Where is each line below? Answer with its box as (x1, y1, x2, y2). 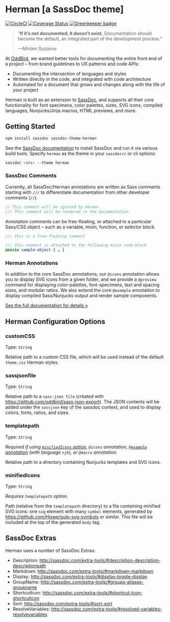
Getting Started (5, 122, 55, 131)
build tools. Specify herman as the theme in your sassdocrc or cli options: (5, 150, 156, 156)
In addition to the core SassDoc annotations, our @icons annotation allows (5, 271, 159, 277)
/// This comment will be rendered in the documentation (5, 209, 129, 214)
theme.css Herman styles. (5, 360, 59, 366)
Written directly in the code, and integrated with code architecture (12, 76, 151, 82)
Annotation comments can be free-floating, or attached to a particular (5, 218, 152, 224)
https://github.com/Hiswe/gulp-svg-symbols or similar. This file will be (5, 514, 153, 520)
